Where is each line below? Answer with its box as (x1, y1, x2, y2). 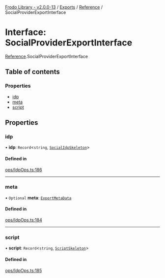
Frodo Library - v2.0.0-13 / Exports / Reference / (5, 4, 103, 10)
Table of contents (5, 68, 60, 76)
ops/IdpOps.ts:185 (5, 267, 42, 273)
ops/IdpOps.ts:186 (5, 167, 42, 173)
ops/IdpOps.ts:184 (5, 217, 43, 223)
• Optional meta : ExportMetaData (5, 195, 72, 201)
